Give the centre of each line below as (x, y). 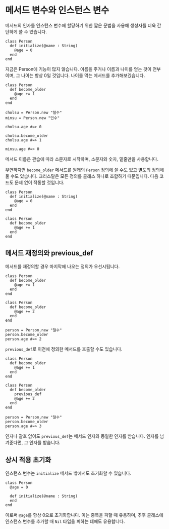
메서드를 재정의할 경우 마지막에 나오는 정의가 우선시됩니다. (63, 266)
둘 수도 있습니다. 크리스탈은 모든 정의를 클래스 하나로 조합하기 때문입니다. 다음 (82, 176)
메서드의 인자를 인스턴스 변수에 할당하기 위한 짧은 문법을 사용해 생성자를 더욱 (81, 25)
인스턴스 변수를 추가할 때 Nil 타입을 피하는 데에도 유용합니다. (65, 521)
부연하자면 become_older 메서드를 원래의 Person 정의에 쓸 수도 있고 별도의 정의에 (85, 170)
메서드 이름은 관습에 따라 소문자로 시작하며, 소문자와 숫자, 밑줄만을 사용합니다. (82, 159)
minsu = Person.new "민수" (33, 118)
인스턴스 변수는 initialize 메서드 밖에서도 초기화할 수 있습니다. (68, 473)
